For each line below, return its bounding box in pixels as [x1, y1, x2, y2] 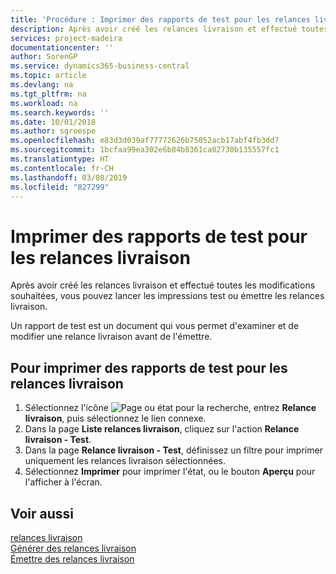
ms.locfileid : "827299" [10, 182, 110, 192]
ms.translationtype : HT [10, 154, 110, 164]
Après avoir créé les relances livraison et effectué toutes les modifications [10, 279, 316, 291]
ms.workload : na [10, 98, 78, 108]
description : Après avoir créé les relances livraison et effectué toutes [10, 24, 329, 34]
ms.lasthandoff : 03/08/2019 [10, 172, 128, 183]
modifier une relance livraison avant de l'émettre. [10, 331, 213, 343]
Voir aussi [10, 505, 74, 522]
